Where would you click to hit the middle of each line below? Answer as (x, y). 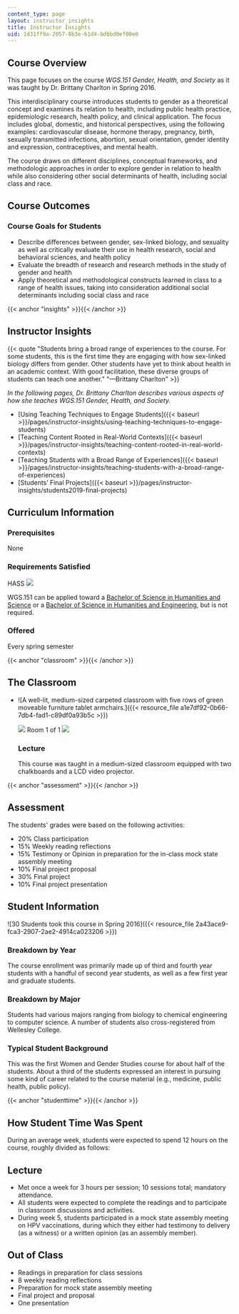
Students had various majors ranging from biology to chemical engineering (117, 1015)
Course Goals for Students (55, 226)
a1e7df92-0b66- (204, 707)
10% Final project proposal (57, 869)
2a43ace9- (212, 924)
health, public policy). (39, 1087)
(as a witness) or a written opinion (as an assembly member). (108, 1233)
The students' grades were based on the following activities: (96, 825)
